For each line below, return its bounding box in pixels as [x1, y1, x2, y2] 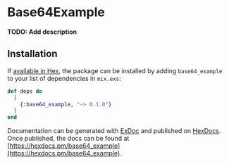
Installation [7, 48, 58, 60]
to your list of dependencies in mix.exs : [7, 74, 121, 82]
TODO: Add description [7, 27, 78, 36]
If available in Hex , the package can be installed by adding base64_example [7, 66, 223, 75]
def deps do [7, 87, 42, 95]
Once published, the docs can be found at [7, 134, 130, 143]
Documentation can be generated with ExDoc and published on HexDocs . [7, 127, 221, 135]
